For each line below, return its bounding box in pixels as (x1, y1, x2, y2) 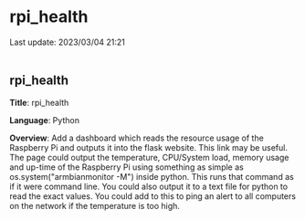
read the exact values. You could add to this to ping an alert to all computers (9, 190, 297, 202)
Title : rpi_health (9, 97, 69, 108)
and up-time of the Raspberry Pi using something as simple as (9, 162, 244, 173)
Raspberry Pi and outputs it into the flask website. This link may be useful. (9, 141, 288, 152)
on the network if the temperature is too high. (9, 200, 181, 211)
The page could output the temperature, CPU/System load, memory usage (9, 152, 289, 162)
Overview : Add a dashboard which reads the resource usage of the (9, 132, 265, 143)
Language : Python (9, 114, 80, 125)
